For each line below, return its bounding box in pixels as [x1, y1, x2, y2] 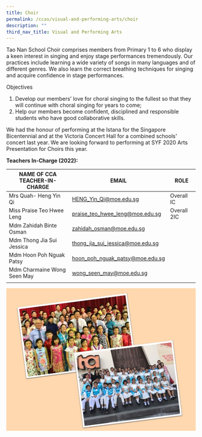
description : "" [6, 22, 47, 28]
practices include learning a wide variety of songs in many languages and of [6, 59, 195, 66]
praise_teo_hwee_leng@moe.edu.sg [72, 210, 161, 217]
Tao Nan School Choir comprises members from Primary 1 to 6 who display [6, 46, 192, 54]
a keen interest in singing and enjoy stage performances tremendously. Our [6, 53, 194, 60]
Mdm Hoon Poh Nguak [8, 251, 65, 258]
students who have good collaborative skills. [14, 115, 125, 122]
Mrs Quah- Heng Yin [8, 192, 61, 199]
